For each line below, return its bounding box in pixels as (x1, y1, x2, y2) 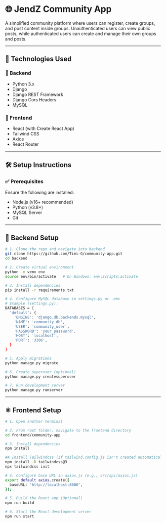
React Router (12, 141, 39, 147)
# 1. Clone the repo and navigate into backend (5, 247, 105, 252)
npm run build (5, 500, 35, 505)
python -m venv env (5, 269, 45, 274)
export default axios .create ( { (5, 478, 70, 482)
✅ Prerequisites (5, 178, 43, 185)
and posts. (5, 36, 27, 42)
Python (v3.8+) (12, 204, 43, 210)
